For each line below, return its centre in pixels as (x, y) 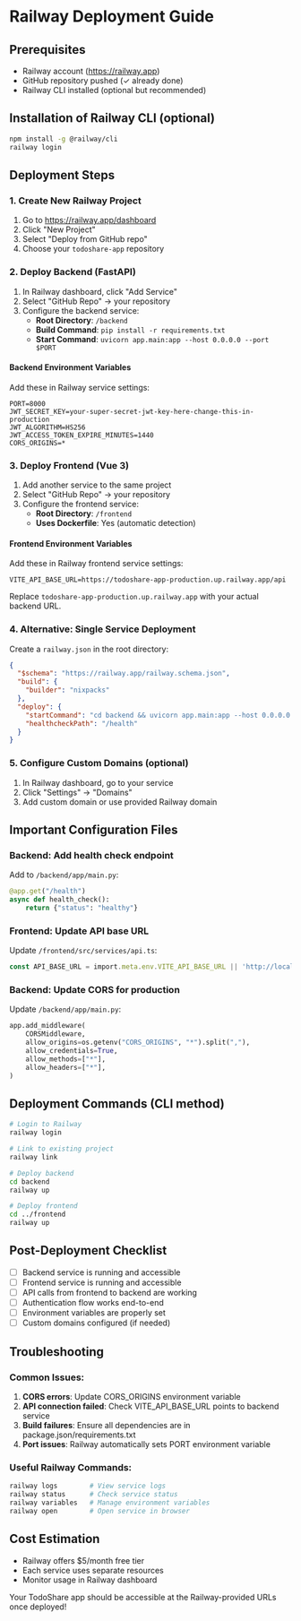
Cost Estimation (55, 1539)
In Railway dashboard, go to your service (98, 782)
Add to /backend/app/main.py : (64, 875)
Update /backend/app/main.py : (65, 1009)
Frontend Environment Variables (71, 543)
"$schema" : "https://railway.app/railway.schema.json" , (124, 674)
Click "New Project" (59, 229)
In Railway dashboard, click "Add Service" (99, 291)
